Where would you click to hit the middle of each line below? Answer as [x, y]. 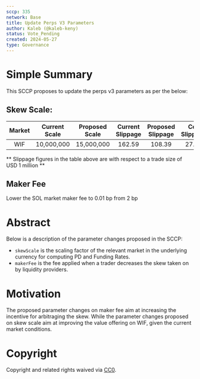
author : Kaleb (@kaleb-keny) [42, 28]
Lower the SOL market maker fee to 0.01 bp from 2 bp [72, 198]
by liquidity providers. [41, 270]
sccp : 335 [18, 12]
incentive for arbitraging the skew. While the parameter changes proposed [97, 316]
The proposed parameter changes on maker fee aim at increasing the [91, 310]
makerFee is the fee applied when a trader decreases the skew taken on [102, 263]
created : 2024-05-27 [32, 39]
